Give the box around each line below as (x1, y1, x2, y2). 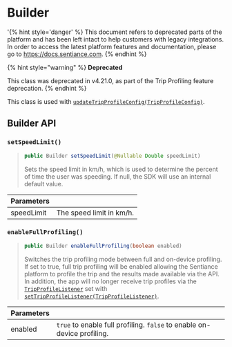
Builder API (7, 118, 57, 130)
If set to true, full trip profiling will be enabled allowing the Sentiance (23, 262, 219, 271)
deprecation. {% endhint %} (7, 84, 87, 92)
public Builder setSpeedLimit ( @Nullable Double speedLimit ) (23, 152, 201, 159)
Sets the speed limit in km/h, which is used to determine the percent (23, 165, 219, 173)
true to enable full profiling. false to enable (56, 320, 197, 330)
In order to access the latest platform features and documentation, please (7, 42, 217, 51)
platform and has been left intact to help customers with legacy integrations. (7, 35, 224, 43)
